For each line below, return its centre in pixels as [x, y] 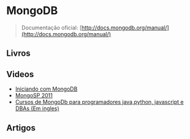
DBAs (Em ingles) [37, 108]
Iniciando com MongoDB [46, 89]
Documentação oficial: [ [51, 28]
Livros [18, 54]
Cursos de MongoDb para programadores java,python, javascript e [99, 102]
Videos [20, 74]
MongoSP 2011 [34, 96]
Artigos [21, 128]
